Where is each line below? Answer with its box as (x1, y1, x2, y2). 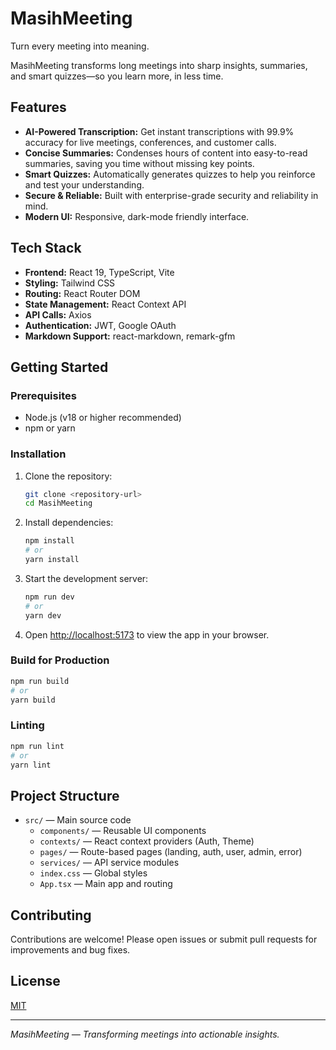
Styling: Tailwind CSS (24, 277, 116, 289)
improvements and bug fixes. (10, 944, 131, 956)
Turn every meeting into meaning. (10, 40, 150, 52)
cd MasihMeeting (24, 498, 93, 509)
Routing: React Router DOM (24, 287, 141, 299)
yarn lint (10, 760, 52, 770)
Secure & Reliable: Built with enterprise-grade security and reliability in (24, 189, 319, 201)
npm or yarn (24, 422, 76, 434)
